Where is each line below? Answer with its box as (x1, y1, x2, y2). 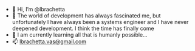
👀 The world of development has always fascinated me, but (12, 12, 161, 19)
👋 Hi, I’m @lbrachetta (12, 6, 66, 13)
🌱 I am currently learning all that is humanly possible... (12, 31, 148, 38)
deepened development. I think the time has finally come (12, 25, 154, 32)
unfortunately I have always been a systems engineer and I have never (12, 19, 189, 25)
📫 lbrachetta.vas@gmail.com (12, 38, 87, 45)
